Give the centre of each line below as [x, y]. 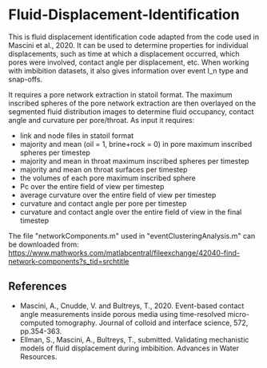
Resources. [38, 356]
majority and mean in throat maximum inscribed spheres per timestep [134, 160]
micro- [238, 314]
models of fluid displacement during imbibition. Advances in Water [130, 348]
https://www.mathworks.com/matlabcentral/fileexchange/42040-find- [124, 252]
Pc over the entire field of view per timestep [92, 186]
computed [37, 322]
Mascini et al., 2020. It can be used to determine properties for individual [128, 45]
